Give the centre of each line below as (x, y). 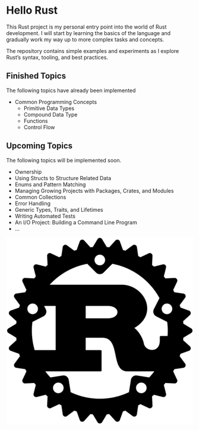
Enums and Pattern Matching (50, 184)
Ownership (28, 172)
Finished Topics (36, 76)
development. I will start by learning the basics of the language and (89, 33)
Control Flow (39, 127)
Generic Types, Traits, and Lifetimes (59, 209)
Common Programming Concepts (56, 102)
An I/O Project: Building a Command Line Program (76, 222)
